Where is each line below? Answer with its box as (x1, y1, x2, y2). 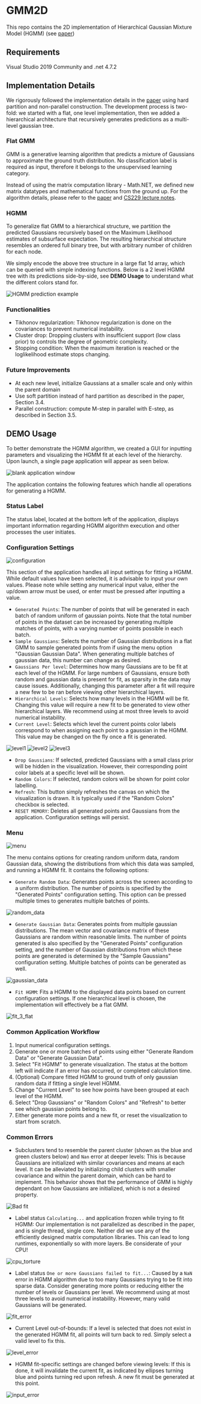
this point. (14, 1380, 40, 1387)
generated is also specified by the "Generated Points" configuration (14, 940, 183, 947)
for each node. (6, 248, 43, 255)
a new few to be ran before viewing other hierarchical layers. (14, 689, 165, 696)
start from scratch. (14, 1118, 61, 1125)
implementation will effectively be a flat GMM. (14, 1001, 128, 1008)
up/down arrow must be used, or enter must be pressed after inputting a (6, 588, 185, 595)
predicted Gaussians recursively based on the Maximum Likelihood (6, 229, 172, 236)
